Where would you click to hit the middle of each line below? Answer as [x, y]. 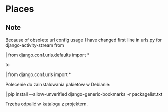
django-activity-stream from [35, 45]
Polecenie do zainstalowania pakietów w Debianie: [58, 84]
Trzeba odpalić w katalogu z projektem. [46, 104]
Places [20, 9]
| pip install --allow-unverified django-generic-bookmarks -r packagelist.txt [84, 94]
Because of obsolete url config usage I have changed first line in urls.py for [84, 40]
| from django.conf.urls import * [38, 74]
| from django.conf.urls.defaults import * [47, 55]
